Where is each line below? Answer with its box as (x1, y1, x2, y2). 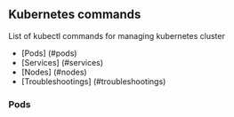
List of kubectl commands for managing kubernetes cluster (8, 30, 226, 41)
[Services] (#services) (20, 57, 104, 67)
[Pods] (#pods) (20, 48, 77, 58)
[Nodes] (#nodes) (20, 66, 87, 77)
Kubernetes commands (8, 7, 141, 22)
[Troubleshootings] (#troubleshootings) (20, 75, 166, 87)
